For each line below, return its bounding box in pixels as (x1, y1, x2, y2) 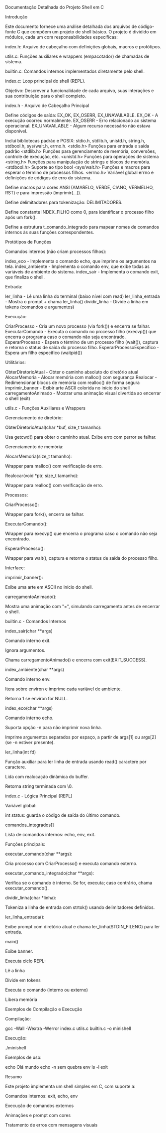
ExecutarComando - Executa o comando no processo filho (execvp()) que (5, 329, 157, 334)
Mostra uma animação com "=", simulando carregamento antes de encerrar (5, 604, 160, 609)
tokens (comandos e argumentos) (5, 304, 75, 310)
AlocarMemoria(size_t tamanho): (5, 453, 72, 459)
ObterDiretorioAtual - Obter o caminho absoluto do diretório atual (5, 369, 139, 375)
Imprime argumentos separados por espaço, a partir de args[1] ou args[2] (5, 734, 157, 740)
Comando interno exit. (5, 637, 51, 643)
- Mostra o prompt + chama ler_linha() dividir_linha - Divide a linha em (5, 299, 149, 304)
